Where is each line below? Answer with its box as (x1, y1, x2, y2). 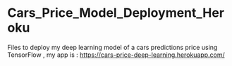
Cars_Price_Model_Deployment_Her (7, 5, 224, 21)
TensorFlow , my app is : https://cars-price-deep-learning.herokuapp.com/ (7, 51, 225, 59)
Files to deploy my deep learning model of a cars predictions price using (7, 43, 218, 51)
